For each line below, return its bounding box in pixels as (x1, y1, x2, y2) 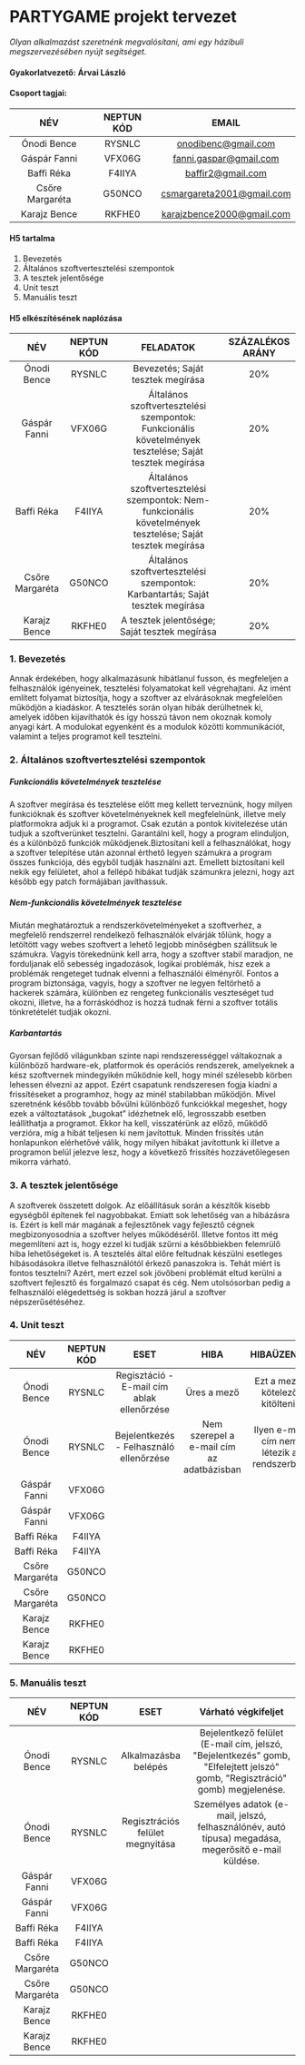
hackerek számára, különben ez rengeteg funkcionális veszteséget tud (9, 988, 274, 998)
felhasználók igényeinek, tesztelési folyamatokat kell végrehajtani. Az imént (9, 683, 291, 693)
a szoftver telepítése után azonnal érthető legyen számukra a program (9, 847, 272, 859)
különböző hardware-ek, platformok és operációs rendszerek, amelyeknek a (9, 1060, 295, 1071)
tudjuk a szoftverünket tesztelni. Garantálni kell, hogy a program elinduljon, (9, 828, 290, 839)
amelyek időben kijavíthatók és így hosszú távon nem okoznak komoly (9, 712, 272, 723)
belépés (133, 1761, 168, 1774)
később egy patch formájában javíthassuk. (9, 876, 168, 887)
